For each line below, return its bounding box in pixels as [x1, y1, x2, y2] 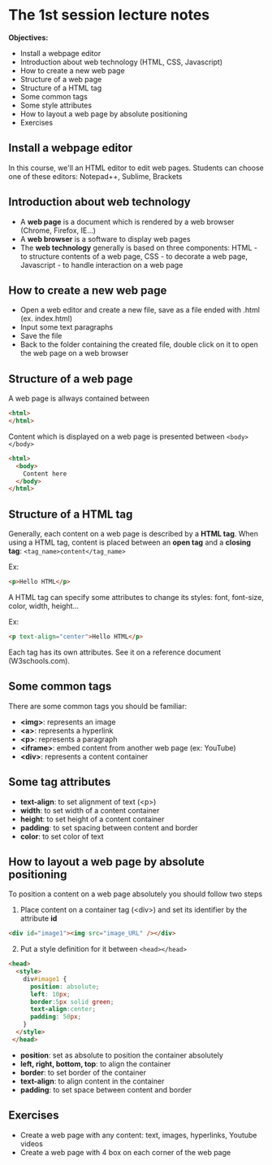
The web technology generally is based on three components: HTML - [19, 243, 258, 252]
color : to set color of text [19, 831, 104, 841]
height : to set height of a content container [19, 814, 165, 824]
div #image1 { [23, 974, 67, 983]
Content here [23, 470, 67, 478]
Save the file [19, 331, 63, 341]
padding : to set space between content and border [19, 1084, 192, 1094]
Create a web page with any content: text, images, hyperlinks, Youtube [19, 1130, 257, 1140]
